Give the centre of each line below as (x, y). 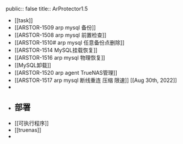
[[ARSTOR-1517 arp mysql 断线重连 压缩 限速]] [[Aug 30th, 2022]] (95, 80)
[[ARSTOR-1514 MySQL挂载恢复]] (56, 50)
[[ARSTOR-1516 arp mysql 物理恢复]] (60, 58)
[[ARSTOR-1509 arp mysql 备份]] (55, 27)
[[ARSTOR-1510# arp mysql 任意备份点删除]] (69, 42)
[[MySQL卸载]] (33, 65)
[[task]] (23, 20)
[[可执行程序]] (32, 123)
